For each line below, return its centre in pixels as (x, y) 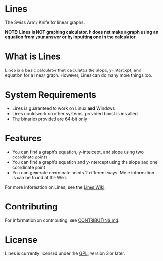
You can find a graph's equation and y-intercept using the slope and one (85, 162)
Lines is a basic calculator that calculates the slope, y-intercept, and (73, 70)
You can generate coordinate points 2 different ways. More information (83, 172)
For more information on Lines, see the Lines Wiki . (55, 187)
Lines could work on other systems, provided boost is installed (75, 113)
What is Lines (33, 57)
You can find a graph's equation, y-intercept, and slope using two (78, 152)
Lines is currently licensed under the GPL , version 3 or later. (65, 253)
